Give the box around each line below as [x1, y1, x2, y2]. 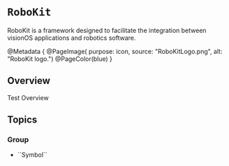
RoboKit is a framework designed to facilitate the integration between [7, 26, 207, 34]
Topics [7, 114, 38, 126]
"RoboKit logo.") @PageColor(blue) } [7, 55, 113, 63]
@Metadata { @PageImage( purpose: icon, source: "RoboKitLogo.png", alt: [7, 47, 223, 55]
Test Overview [7, 93, 49, 102]
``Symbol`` [17, 151, 47, 159]
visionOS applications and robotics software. [7, 34, 136, 42]
